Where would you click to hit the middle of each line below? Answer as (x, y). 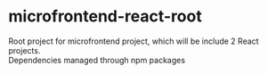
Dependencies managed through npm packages (97, 60)
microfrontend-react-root (105, 16)
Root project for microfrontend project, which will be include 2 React (134, 41)
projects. (24, 50)
